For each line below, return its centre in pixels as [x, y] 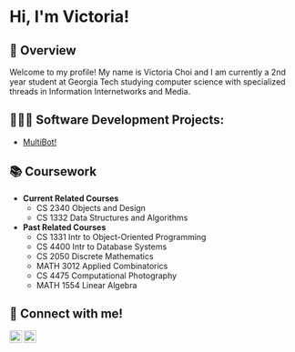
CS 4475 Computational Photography [107, 276]
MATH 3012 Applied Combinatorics [102, 266]
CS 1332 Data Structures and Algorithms [112, 217]
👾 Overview [43, 50]
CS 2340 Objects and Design [91, 207]
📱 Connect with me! [66, 314]
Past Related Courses [64, 227]
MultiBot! [40, 142]
